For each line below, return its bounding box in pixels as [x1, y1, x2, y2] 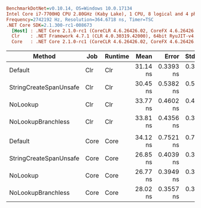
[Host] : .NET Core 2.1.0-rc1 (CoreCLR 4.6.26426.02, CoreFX [11, 27, 167, 33]
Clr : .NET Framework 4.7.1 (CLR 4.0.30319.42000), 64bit [11, 33, 167, 39]
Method [32, 52, 56, 60]
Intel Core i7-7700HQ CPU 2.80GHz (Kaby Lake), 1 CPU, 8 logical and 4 [6, 11, 188, 17]
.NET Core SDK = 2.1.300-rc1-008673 [6, 22, 93, 28]
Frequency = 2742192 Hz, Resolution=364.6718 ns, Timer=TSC [6, 16, 154, 23]
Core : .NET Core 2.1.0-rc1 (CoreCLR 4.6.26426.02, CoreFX [11, 39, 167, 45]
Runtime [104, 52, 130, 60]
